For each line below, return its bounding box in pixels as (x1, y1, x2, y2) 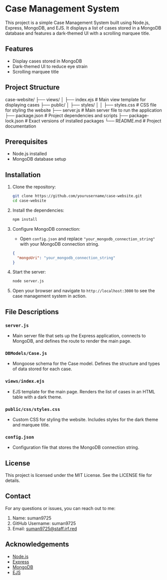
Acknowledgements (5, 540, 69, 548)
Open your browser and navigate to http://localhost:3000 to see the (12, 288, 156, 294)
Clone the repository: (12, 184, 56, 190)
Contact (5, 492, 31, 500)
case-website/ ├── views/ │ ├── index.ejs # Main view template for (5, 96, 146, 103)
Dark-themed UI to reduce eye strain (12, 63, 88, 69)
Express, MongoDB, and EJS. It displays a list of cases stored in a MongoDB (5, 25, 162, 31)
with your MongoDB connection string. (19, 241, 100, 247)
